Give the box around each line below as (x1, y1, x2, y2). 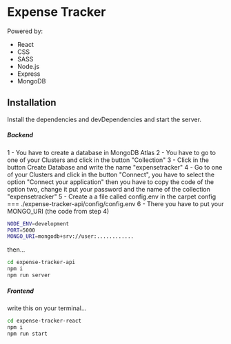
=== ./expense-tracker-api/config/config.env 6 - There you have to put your (7, 199, 224, 208)
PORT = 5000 (7, 227, 36, 234)
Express (17, 70, 41, 78)
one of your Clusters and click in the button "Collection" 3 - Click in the (7, 156, 209, 164)
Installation (7, 97, 57, 109)
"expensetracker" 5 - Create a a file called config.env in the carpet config (7, 192, 217, 201)
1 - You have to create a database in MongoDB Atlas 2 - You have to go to (7, 148, 216, 156)
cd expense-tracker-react (7, 317, 81, 324)
